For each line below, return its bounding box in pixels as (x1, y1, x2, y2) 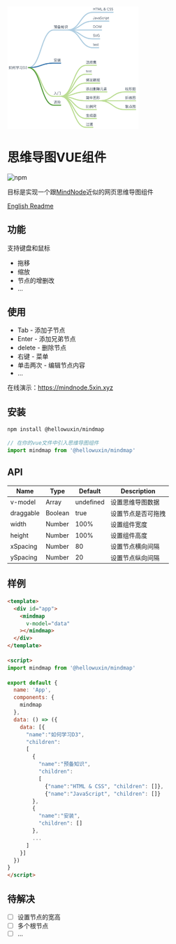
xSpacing (10, 542, 38, 550)
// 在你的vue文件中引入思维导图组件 (7, 439, 99, 447)
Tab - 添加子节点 (17, 326, 66, 335)
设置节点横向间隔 (110, 543, 160, 551)
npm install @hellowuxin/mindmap (7, 426, 105, 433)
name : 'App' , (13, 686, 52, 693)
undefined (75, 498, 105, 506)
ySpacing (10, 553, 38, 561)
